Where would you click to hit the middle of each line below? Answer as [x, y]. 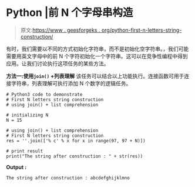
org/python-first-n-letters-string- [142, 30]
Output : [16, 167]
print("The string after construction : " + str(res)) [75, 156]
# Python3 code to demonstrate [44, 94]
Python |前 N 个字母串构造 [70, 13]
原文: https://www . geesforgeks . [60, 30]
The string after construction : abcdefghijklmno [68, 178]
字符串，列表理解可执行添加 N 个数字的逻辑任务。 [71, 83]
